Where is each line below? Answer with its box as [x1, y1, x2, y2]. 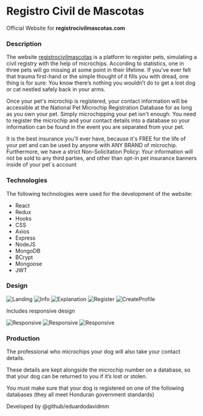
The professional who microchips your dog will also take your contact [6, 348, 181, 355]
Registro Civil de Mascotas [6, 4, 145, 18]
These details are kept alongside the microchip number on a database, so [6, 366, 191, 373]
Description [6, 40, 42, 48]
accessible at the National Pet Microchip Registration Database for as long [6, 104, 193, 111]
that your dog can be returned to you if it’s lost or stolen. [6, 373, 148, 380]
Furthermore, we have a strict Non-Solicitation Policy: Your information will [6, 148, 193, 156]
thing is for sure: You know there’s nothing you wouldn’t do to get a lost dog [6, 79, 196, 86]
